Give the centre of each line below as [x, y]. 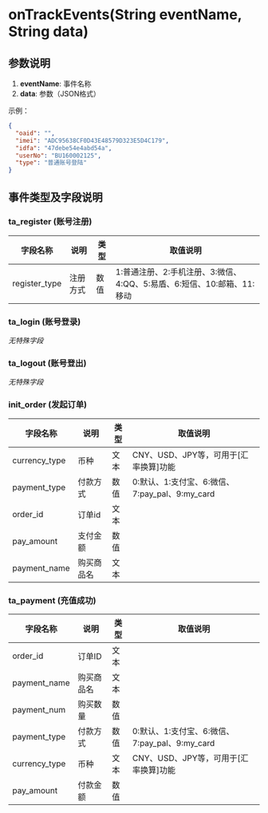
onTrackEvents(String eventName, [125, 15]
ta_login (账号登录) [45, 322]
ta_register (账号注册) [50, 222]
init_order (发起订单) [48, 405]
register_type [37, 283]
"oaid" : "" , [35, 133]
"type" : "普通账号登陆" [51, 163]
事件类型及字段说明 [55, 197]
